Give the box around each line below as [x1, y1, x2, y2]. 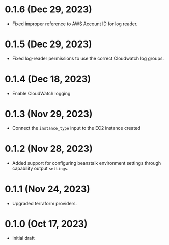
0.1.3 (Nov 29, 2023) [5, 108, 93, 120]
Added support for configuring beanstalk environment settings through [12, 160, 161, 166]
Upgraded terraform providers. [12, 200, 77, 206]
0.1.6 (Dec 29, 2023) [5, 4, 92, 15]
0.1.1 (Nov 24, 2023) [5, 183, 90, 195]
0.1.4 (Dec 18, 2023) [5, 73, 91, 85]
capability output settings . [12, 165, 69, 171]
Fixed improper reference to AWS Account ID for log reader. [12, 20, 138, 27]
